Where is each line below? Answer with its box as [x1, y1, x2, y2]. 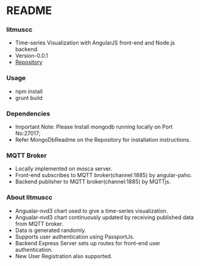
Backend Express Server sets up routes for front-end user [15, 239, 161, 247]
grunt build [15, 94, 43, 101]
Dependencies [6, 109, 50, 117]
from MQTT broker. [15, 220, 64, 227]
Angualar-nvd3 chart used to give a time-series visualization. [15, 207, 168, 214]
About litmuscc [6, 193, 53, 201]
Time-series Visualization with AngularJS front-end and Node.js [15, 39, 175, 46]
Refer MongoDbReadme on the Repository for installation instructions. [15, 136, 191, 144]
